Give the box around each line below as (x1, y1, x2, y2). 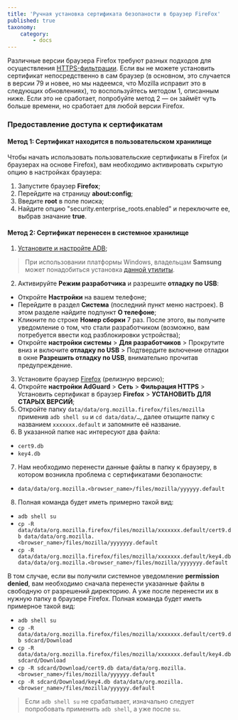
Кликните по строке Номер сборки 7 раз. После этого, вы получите (17, 316, 226, 324)
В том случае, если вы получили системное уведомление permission (7, 572, 220, 581)
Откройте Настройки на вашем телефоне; (17, 293, 147, 302)
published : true (7, 17, 55, 24)
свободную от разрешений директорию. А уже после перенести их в (7, 587, 219, 595)
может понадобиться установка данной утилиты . (24, 265, 175, 274)
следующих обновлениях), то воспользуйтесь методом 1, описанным (7, 87, 219, 95)
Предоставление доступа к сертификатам (7, 120, 163, 129)
